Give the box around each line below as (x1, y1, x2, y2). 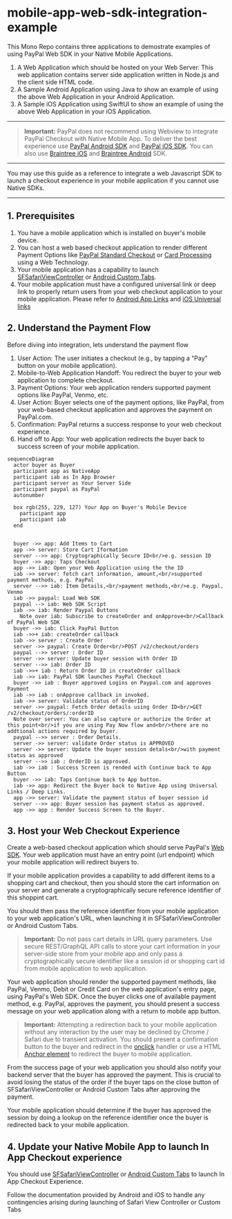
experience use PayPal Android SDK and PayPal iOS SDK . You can (23, 142, 213, 150)
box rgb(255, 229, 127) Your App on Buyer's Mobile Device (13, 503, 187, 511)
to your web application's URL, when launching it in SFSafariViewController (7, 914, 221, 922)
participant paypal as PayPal (13, 485, 100, 492)
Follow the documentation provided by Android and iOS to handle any (7, 1191, 205, 1199)
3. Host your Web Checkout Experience (7, 825, 180, 837)
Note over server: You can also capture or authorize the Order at (13, 716, 212, 723)
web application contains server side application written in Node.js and (17, 71, 220, 79)
